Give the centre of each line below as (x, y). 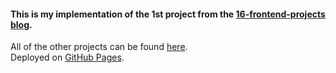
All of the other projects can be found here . (99, 47)
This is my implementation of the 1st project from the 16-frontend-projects (168, 14)
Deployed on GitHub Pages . (67, 57)
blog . (21, 24)
